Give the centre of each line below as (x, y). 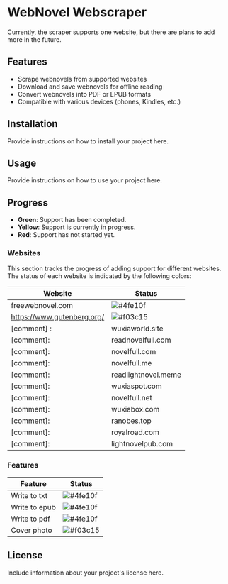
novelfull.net (131, 398)
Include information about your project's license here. (86, 573)
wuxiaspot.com (136, 386)
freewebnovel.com (42, 306)
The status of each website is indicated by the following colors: (99, 276)
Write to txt (29, 495)
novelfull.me (131, 363)
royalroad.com (135, 432)
